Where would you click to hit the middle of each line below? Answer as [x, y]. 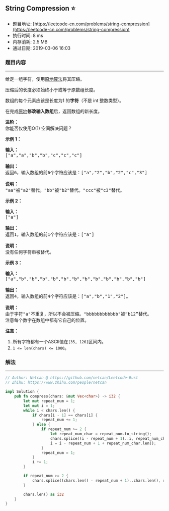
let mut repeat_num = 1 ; [49, 401]
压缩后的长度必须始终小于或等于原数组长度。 [52, 90]
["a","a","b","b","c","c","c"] [44, 155]
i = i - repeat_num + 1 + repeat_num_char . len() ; [103, 443]
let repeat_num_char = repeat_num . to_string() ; [101, 434]
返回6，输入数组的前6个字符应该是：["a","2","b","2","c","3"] [76, 173]
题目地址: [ [23, 24]
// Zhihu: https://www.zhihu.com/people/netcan [56, 383]
